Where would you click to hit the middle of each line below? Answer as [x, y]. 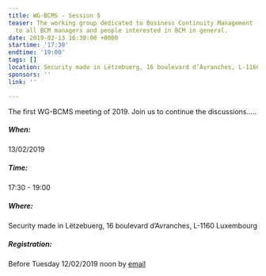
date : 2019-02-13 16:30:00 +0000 [63, 38]
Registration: [30, 244]
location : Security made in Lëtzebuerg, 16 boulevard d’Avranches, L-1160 [134, 67]
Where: [21, 206]
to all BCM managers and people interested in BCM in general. [122, 30]
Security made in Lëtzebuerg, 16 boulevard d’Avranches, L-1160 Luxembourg [133, 226]
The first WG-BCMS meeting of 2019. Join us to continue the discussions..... [133, 111]
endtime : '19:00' [37, 52]
